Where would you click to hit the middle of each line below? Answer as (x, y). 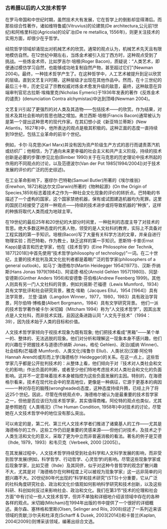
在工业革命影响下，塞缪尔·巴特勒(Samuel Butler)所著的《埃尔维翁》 (74, 180)
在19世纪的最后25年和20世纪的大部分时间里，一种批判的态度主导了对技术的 (83, 222)
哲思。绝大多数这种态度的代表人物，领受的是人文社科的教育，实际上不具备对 (83, 228)
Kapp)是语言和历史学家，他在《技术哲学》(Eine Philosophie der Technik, (80, 247)
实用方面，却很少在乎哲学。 (34, 38)
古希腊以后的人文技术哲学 (36, 7)
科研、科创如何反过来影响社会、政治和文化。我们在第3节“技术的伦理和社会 (82, 490)
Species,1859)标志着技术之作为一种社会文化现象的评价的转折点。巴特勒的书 (83, 193)
